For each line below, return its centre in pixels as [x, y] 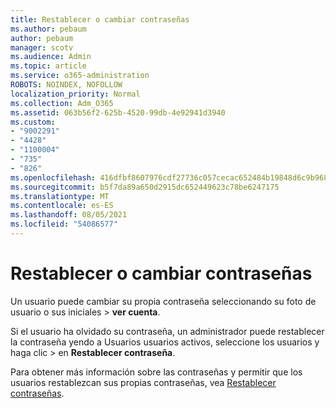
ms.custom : [33, 122]
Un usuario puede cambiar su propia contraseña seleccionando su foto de [163, 301]
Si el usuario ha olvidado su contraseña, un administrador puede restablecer [167, 331]
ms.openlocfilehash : [53, 177]
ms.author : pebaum [48, 29]
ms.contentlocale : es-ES [62, 206]
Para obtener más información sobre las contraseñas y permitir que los [156, 372]
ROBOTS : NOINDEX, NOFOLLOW [66, 85]
